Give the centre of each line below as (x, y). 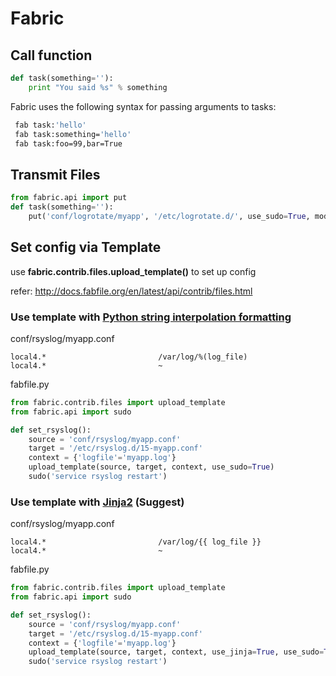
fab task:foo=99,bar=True (68, 143)
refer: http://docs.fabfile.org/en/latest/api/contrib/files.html (131, 291)
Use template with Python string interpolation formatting (151, 317)
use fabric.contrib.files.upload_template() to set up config (133, 271)
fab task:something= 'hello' (73, 134)
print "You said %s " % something (98, 87)
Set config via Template (86, 247)
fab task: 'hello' (50, 125)
